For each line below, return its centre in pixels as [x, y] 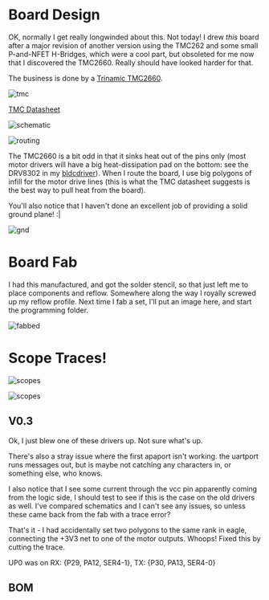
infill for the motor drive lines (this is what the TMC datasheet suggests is [129, 182]
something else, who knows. [55, 473]
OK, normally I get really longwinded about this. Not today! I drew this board [134, 37]
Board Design [54, 15]
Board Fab [43, 262]
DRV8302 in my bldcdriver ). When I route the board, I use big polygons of [130, 173]
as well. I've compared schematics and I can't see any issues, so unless [127, 506]
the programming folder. [49, 310]
